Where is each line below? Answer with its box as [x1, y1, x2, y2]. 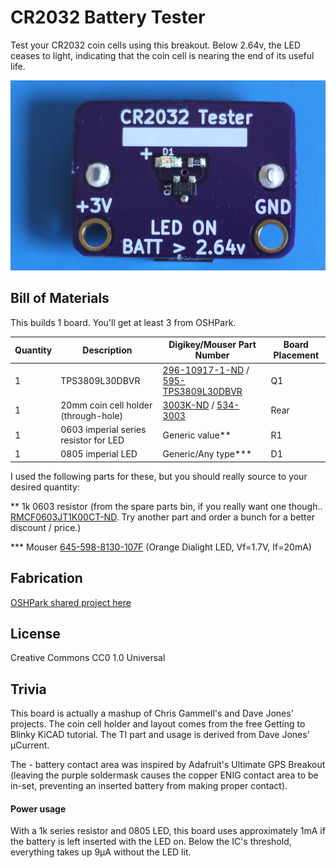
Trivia [10, 681, 47, 698]
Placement [273, 349, 320, 361]
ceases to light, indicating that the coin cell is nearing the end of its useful [10, 49, 315, 61]
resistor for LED [60, 434, 125, 446]
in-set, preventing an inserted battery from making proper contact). [10, 780, 288, 792]
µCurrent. [10, 739, 50, 751]
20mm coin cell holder [60, 399, 153, 411]
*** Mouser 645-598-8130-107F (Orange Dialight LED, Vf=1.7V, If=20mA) [10, 541, 312, 553]
